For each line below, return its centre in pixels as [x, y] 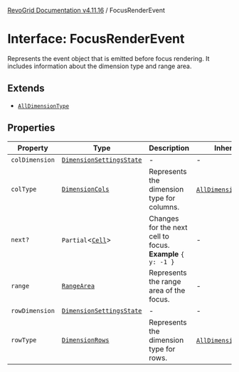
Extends [26, 88]
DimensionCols [85, 189]
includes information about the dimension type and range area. [100, 66]
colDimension [33, 160]
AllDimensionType [43, 106]
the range [165, 281]
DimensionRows [85, 340]
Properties [31, 128]
